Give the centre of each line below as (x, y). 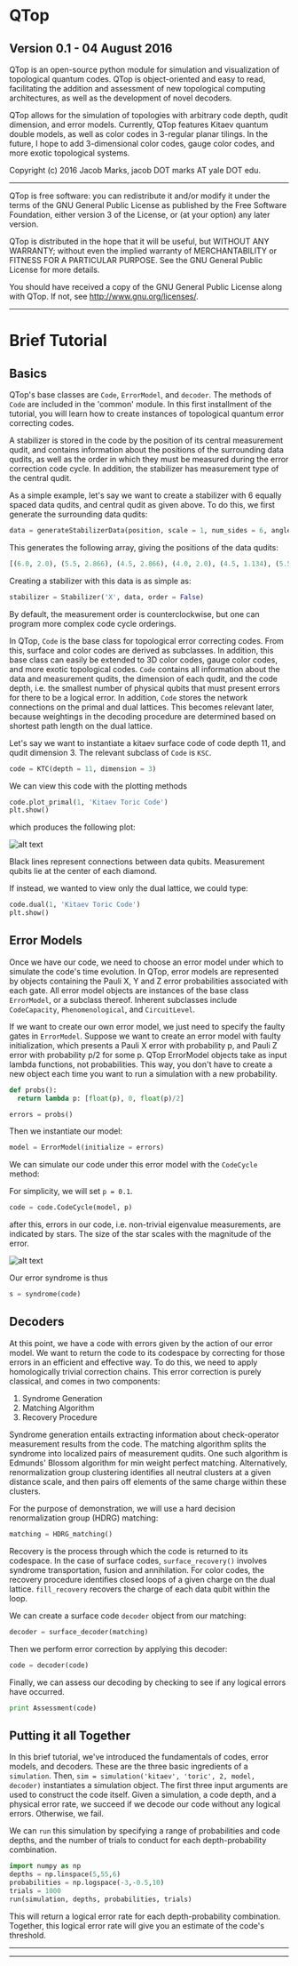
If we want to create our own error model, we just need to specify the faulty (147, 1026)
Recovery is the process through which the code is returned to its (129, 1551)
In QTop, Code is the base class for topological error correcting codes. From (146, 640)
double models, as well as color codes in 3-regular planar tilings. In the (139, 134)
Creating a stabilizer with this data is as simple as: (100, 581)
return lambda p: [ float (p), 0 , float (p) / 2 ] (101, 1098)
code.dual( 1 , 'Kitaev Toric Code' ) (75, 905)
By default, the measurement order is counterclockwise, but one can (134, 614)
